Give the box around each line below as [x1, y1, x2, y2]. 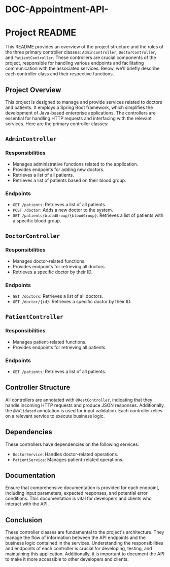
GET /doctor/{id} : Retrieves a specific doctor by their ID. [12, 298, 132, 304]
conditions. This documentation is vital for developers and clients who [5, 495, 152, 502]
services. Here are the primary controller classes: [5, 121, 109, 127]
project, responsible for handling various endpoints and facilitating [5, 60, 144, 66]
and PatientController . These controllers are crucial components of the [5, 54, 156, 61]
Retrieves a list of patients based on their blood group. [12, 177, 126, 183]
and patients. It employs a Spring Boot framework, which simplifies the [5, 104, 153, 110]
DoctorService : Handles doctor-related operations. [12, 451, 118, 457]
